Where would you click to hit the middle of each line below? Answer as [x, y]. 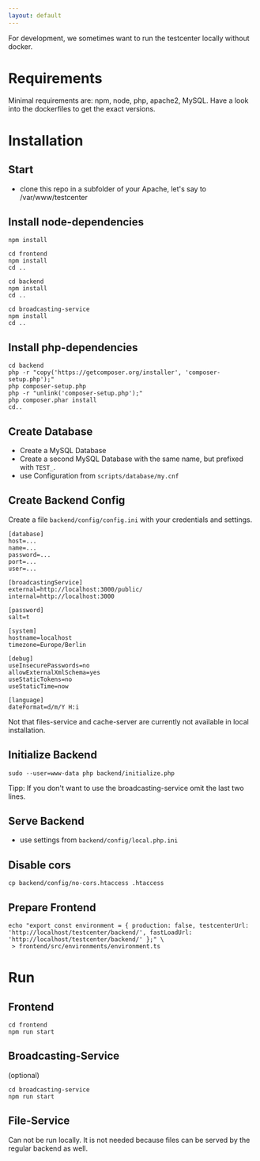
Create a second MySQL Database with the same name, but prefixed [131, 459]
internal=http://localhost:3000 [61, 596]
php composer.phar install [53, 400]
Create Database [51, 431]
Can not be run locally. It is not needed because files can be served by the [129, 1140]
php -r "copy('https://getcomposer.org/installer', [95, 373]
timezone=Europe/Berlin [47, 645]
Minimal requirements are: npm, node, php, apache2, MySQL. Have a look [128, 100]
